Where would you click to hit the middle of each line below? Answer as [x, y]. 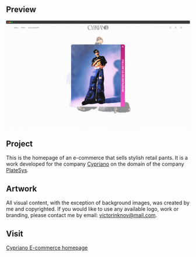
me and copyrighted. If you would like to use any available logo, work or [92, 209]
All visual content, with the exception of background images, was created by [98, 203]
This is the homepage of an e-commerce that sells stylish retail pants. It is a [97, 158]
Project [20, 144]
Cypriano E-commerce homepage [47, 248]
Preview [21, 10]
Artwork [22, 189]
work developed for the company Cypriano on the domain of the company [95, 164]
